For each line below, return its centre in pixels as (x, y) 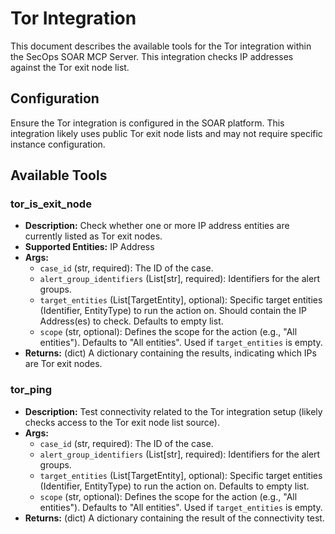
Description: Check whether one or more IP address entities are (157, 226)
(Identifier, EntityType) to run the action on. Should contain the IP (173, 311)
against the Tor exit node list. (70, 67)
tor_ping (31, 390)
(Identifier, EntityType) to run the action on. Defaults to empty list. (174, 486)
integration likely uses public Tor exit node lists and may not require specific (166, 133)
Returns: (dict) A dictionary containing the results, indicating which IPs (170, 353)
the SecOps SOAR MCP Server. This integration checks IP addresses (152, 56)
